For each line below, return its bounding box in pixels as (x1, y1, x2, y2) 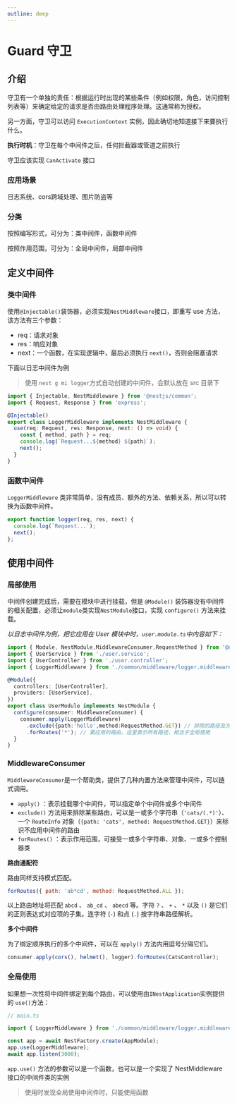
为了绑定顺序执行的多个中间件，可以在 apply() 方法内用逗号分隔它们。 (7, 939, 212, 949)
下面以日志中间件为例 (7, 363, 69, 372)
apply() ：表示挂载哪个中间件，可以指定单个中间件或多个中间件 (17, 799, 202, 808)
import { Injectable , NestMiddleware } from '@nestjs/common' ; (7, 392, 197, 399)
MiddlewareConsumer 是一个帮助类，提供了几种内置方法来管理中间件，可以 (7, 775, 219, 784)
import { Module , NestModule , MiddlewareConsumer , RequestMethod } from (7, 644, 219, 651)
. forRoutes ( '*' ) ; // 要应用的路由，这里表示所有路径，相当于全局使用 (25, 729, 210, 736)
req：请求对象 (17, 331, 59, 339)
